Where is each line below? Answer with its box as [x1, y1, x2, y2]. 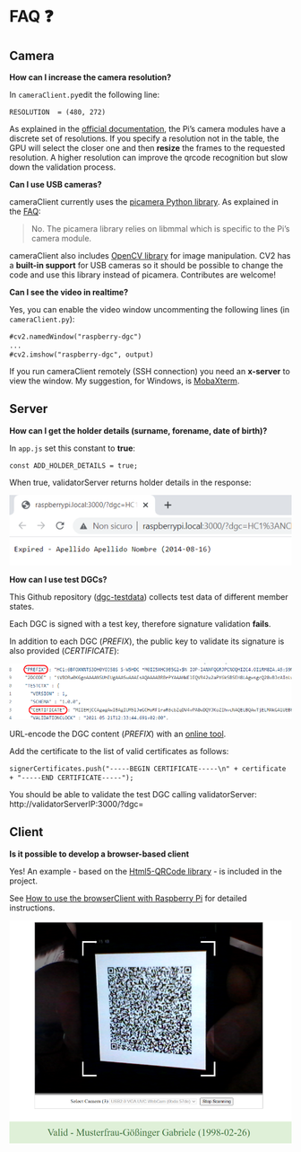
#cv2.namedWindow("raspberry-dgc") [9, 332, 142, 341]
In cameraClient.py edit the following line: [9, 90, 159, 100]
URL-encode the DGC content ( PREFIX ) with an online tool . [9, 728, 227, 739]
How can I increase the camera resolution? [9, 72, 172, 83]
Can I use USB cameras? [9, 180, 102, 189]
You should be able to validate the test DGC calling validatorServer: [9, 788, 257, 799]
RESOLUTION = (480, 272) [9, 108, 106, 117]
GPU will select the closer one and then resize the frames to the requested [9, 143, 285, 153]
